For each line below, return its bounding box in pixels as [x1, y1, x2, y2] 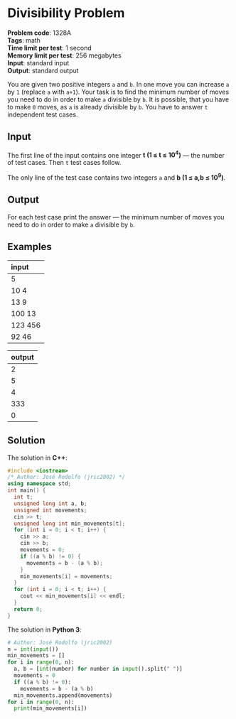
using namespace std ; [7, 480, 72, 487]
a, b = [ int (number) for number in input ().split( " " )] [14, 666, 183, 673]
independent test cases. [7, 110, 78, 119]
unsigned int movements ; [14, 507, 87, 514]
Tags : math [7, 36, 41, 44]
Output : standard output [7, 66, 80, 75]
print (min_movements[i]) [14, 705, 87, 712]
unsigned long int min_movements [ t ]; [14, 520, 126, 527]
